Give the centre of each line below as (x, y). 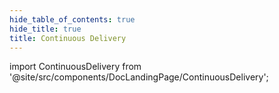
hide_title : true (45, 29)
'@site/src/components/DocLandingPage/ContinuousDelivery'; (139, 77)
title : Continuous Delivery (68, 38)
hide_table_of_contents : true (72, 19)
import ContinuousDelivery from (75, 67)
